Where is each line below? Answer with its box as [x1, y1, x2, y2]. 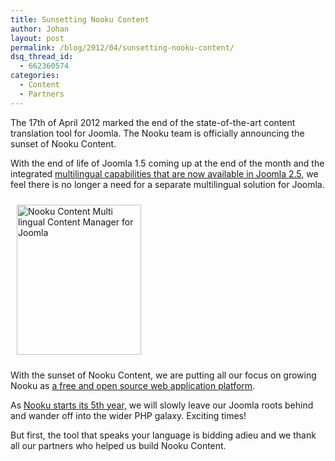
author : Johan [10, 24, 70, 34]
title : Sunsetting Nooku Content [10, 14, 150, 25]
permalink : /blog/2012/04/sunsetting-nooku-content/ [10, 42, 235, 53]
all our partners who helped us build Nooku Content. [10, 439, 227, 451]
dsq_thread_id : [10, 52, 74, 62]
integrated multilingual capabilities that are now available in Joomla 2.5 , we [10, 167, 319, 180]
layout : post [10, 33, 65, 43]
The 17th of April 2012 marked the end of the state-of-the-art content [10, 116, 296, 128]
